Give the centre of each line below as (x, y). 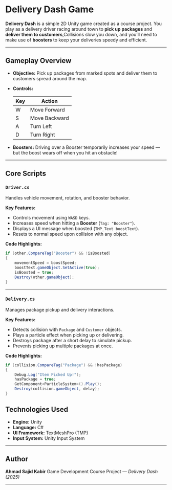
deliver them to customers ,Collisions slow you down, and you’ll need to (81, 34)
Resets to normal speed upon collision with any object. (70, 234)
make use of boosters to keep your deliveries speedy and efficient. (76, 40)
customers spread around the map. (50, 78)
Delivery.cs (20, 299)
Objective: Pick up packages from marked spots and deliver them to (85, 73)
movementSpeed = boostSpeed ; (46, 263)
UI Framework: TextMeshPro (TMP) (50, 433)
